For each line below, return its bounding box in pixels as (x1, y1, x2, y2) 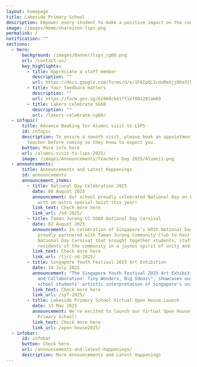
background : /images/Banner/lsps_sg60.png (21, 52, 127, 58)
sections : (6, 42, 30, 47)
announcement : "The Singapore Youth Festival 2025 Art (32, 270, 169, 276)
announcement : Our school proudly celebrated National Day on (32, 194, 188, 200)
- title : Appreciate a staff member (27, 69, 117, 74)
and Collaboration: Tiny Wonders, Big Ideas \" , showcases (37, 276, 182, 281)
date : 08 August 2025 (32, 188, 85, 194)
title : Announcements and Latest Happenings (21, 166, 133, 173)
